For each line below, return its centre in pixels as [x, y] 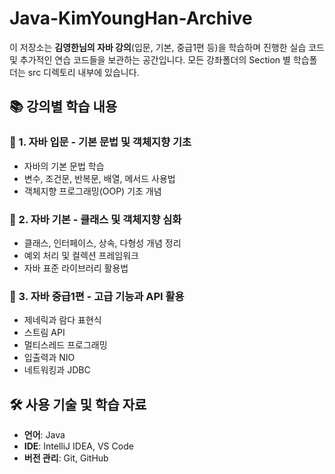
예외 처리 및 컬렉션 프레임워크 [81, 255]
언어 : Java [44, 435]
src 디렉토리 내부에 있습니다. [83, 72]
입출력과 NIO [49, 358]
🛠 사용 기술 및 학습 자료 [78, 404]
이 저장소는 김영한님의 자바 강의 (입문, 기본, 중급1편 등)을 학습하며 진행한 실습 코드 [167, 47]
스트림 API [44, 333]
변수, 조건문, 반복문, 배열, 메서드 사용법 [99, 178]
